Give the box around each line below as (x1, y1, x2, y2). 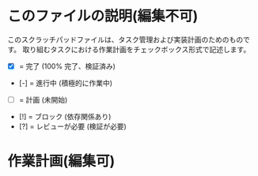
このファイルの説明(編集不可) (7, 7, 199, 25)
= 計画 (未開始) (18, 95, 68, 104)
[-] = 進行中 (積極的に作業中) (18, 78, 112, 88)
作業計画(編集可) (7, 152, 116, 170)
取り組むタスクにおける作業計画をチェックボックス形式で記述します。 (22, 44, 251, 54)
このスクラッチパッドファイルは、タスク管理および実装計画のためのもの (7, 35, 243, 44)
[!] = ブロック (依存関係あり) (18, 112, 112, 122)
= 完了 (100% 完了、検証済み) (18, 61, 116, 71)
